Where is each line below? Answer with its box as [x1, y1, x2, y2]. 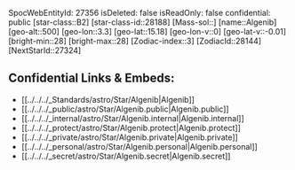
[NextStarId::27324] [8, 45, 82, 56]
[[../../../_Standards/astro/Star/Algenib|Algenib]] [20, 94, 195, 104]
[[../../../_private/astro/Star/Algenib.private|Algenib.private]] [20, 132, 239, 143]
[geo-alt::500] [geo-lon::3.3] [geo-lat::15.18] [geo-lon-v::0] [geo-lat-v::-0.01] [8, 27, 286, 36]
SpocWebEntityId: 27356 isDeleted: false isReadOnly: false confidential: [8, 8, 271, 18]
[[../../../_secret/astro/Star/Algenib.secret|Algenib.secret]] [20, 151, 231, 161]
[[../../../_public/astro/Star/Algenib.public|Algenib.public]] [20, 104, 229, 114]
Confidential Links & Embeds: [8, 71, 175, 86]
